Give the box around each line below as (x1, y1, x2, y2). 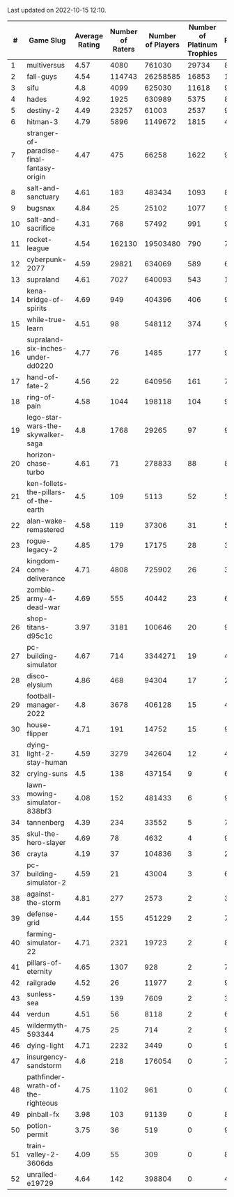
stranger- (26, 128, 59, 138)
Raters (112, 45, 135, 54)
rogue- (26, 536, 51, 546)
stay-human (26, 758, 68, 767)
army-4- (26, 594, 57, 603)
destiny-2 (26, 106, 61, 115)
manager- (26, 700, 61, 710)
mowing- (26, 789, 58, 798)
